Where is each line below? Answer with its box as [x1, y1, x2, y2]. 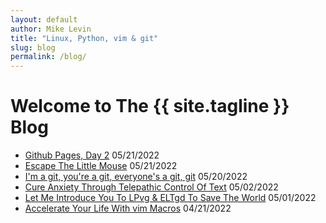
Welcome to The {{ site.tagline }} [10, 95, 290, 118]
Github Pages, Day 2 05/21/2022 [24, 149, 160, 161]
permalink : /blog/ [10, 52, 87, 62]
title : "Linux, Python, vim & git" [10, 33, 159, 43]
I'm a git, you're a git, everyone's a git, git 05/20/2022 [24, 171, 248, 183]
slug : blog [10, 42, 56, 53]
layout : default [10, 14, 78, 25]
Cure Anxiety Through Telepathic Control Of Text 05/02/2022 [24, 181, 279, 193]
